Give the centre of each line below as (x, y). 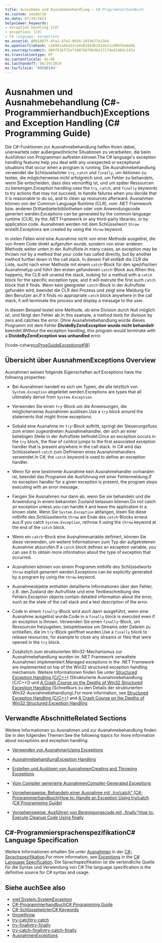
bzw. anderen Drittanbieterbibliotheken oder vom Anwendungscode (73, 209)
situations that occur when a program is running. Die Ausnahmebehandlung (80, 167)
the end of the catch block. (39, 527)
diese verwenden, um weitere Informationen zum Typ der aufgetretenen (84, 542)
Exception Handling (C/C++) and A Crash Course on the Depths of (78, 698)
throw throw (23, 915)
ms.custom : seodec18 (26, 14)
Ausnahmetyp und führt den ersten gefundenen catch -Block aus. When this (80, 269)
